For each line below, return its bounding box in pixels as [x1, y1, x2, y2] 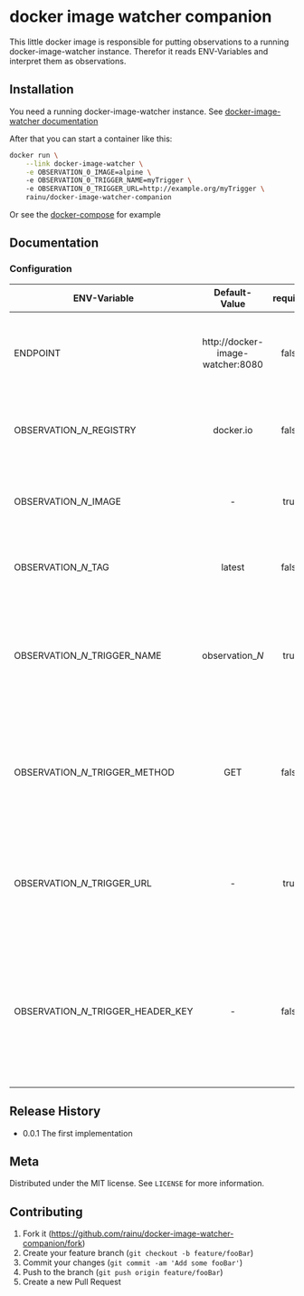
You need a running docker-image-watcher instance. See [9, 106, 223, 117]
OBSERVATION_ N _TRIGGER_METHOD [14, 766, 175, 779]
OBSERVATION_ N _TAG [14, 560, 110, 573]
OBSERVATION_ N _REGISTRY [14, 423, 137, 436]
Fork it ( [22, 1228, 52, 1239]
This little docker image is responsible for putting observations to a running [9, 36, 290, 47]
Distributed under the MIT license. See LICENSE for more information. [9, 1178, 265, 1189]
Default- [214, 285, 252, 298]
